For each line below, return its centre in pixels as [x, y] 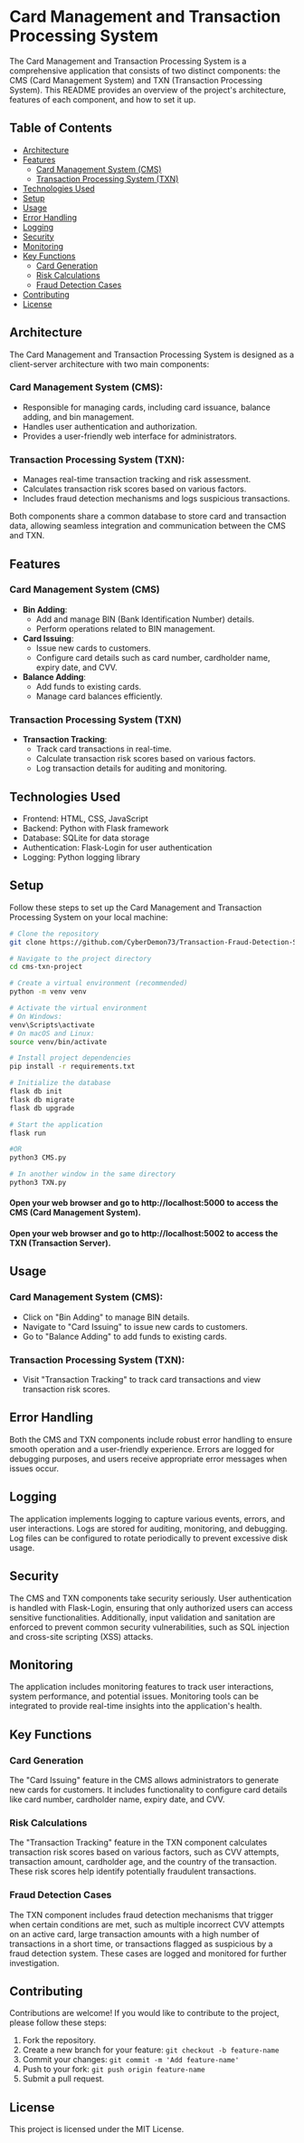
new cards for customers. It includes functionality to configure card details [148, 1789]
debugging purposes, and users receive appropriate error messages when [148, 1459]
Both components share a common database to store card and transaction [148, 516]
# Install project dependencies [70, 1058]
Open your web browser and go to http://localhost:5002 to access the [144, 1234]
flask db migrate [42, 1100]
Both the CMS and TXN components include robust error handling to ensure [151, 1440]
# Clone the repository [54, 934]
